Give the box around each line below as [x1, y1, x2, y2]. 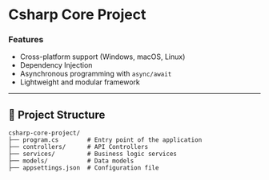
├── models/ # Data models [8, 157, 134, 165]
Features [8, 34, 44, 45]
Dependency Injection [19, 61, 93, 70]
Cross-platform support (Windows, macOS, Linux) [19, 52, 186, 61]
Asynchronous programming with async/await [19, 69, 172, 79]
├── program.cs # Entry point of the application [8, 136, 203, 144]
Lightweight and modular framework [19, 77, 140, 87]
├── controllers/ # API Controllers [8, 143, 149, 151]
